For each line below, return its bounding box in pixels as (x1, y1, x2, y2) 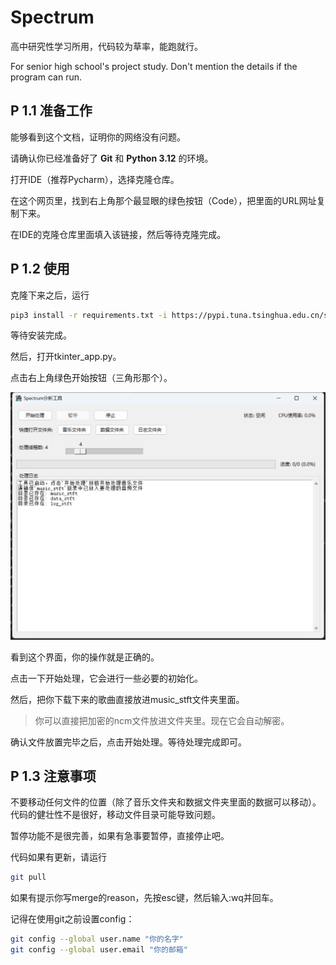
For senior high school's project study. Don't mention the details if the (10, 60, 298, 72)
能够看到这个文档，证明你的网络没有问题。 (10, 131, 186, 143)
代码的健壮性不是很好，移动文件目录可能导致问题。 (10, 809, 221, 821)
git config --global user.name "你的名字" (10, 934, 184, 945)
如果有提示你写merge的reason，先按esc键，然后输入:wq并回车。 (10, 892, 279, 904)
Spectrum (10, 6, 95, 29)
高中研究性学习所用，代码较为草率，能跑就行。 (10, 40, 203, 52)
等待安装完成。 (10, 329, 72, 341)
